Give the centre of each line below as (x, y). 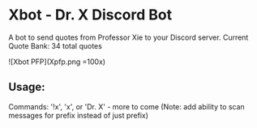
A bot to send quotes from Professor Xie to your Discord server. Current (128, 37)
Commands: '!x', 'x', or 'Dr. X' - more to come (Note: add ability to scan (126, 106)
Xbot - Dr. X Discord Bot (90, 15)
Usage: (27, 87)
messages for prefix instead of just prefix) (78, 115)
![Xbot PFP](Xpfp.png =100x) (57, 62)
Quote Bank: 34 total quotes (56, 45)
